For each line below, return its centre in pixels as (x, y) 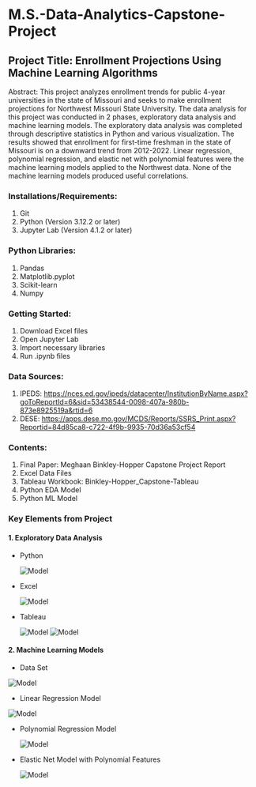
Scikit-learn (38, 284)
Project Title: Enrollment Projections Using (115, 60)
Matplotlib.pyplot (47, 276)
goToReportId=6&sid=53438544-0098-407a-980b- (104, 402)
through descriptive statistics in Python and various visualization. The (121, 134)
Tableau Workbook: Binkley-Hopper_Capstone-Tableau (109, 482)
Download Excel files (54, 330)
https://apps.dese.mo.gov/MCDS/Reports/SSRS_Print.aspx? (139, 419)
